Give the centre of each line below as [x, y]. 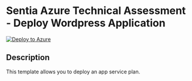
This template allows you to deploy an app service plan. [73, 72]
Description [28, 57]
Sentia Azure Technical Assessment [96, 11]
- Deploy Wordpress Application [86, 23]
